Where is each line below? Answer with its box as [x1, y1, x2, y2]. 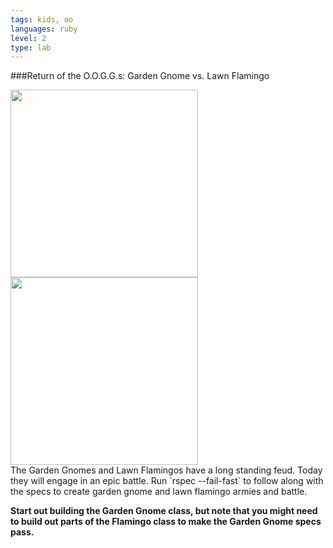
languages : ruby [10, 24, 78, 34]
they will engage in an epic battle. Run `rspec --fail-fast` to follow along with [10, 475, 324, 487]
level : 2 [10, 33, 47, 43]
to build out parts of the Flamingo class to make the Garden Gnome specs [10, 516, 322, 528]
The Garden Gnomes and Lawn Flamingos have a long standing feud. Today [10, 464, 323, 476]
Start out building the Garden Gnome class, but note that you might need [10, 505, 318, 517]
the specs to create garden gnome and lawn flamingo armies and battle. [10, 486, 308, 498]
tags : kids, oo [10, 14, 74, 25]
